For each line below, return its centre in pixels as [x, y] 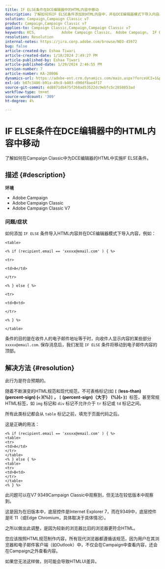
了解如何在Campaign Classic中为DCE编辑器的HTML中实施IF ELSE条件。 [78, 158]
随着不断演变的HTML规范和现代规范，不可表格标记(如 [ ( [62, 391]
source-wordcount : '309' [30, 96]
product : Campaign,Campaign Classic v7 [46, 23]
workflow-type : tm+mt [27, 92]
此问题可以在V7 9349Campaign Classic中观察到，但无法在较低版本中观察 [79, 495]
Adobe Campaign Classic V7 [41, 208]
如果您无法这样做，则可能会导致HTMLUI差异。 [52, 561]
